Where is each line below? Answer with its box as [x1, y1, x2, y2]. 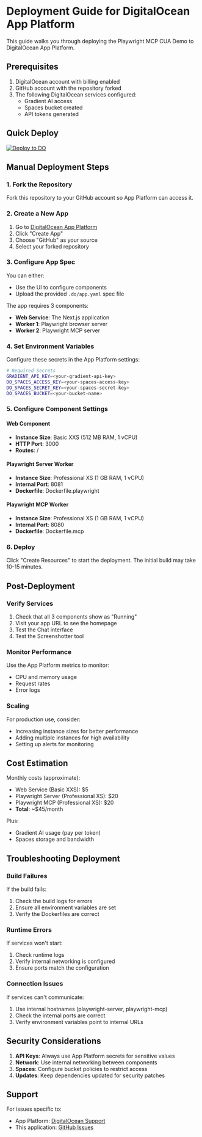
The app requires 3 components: [6, 302, 89, 309]
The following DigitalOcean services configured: [15, 90, 137, 98]
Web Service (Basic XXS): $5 [15, 786, 88, 793]
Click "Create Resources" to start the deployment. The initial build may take [6, 557, 197, 564]
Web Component [6, 420, 51, 427]
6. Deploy [6, 542, 35, 551]
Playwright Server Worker [6, 460, 74, 468]
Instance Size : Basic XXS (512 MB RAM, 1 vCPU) [15, 434, 138, 441]
